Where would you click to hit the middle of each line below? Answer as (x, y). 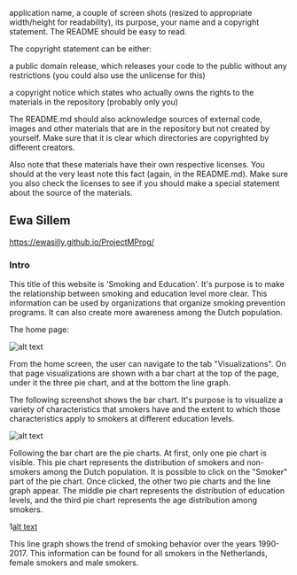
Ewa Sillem (40, 221)
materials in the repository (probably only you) (94, 102)
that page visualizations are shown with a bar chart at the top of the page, (144, 373)
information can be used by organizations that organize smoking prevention (147, 303)
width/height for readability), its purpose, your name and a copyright (134, 22)
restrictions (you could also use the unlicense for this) (107, 75)
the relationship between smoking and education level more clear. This (138, 294)
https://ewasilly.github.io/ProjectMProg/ (82, 242)
